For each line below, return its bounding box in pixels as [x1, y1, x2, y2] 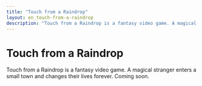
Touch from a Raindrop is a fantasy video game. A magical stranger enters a [6, 66, 197, 73]
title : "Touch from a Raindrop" [6, 8, 88, 15]
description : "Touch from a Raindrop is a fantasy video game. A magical [6, 20, 197, 26]
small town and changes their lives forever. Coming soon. [6, 73, 150, 80]
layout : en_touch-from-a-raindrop [6, 15, 94, 21]
